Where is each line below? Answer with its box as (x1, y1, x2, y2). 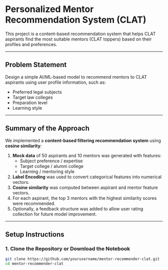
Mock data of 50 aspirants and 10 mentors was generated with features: (12, 152, 161, 158)
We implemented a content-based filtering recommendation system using (5, 137, 161, 143)
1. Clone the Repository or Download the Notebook (5, 245, 130, 252)
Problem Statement (5, 61, 67, 69)
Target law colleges (12, 94, 53, 100)
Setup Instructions (5, 230, 64, 238)
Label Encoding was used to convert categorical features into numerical (12, 174, 161, 180)
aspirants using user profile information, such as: (5, 79, 106, 85)
